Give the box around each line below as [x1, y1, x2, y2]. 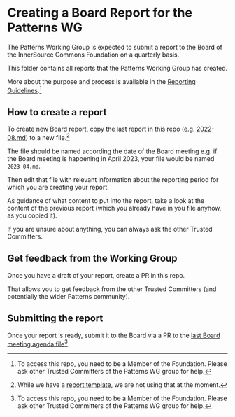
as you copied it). [7, 211, 57, 220]
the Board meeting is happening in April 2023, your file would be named [7, 155, 215, 163]
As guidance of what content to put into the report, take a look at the [7, 197, 205, 205]
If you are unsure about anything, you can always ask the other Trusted [7, 225, 213, 234]
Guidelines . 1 [7, 85, 42, 94]
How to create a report [7, 106, 107, 118]
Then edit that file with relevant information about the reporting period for [7, 176, 219, 184]
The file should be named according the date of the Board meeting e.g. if [7, 147, 218, 155]
